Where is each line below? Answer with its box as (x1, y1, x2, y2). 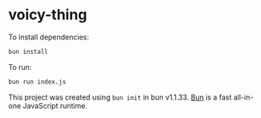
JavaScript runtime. (22, 100, 88, 110)
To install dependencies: (8, 32, 90, 42)
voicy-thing (8, 6, 88, 24)
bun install (8, 47, 48, 55)
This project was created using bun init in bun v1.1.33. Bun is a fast (8, 92, 232, 102)
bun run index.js (8, 78, 67, 86)
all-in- (233, 92, 254, 102)
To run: (8, 62, 32, 71)
